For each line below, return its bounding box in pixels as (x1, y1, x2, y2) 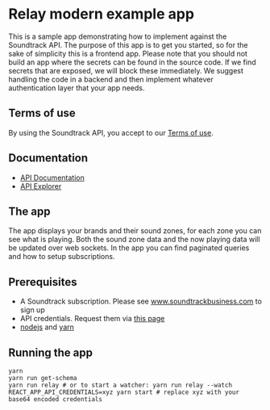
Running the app (8, 345, 93, 359)
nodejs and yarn (19, 322, 74, 332)
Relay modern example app (8, 5, 195, 23)
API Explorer (19, 181, 62, 190)
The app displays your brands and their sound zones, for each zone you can (8, 226, 262, 236)
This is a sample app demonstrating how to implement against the (8, 31, 227, 41)
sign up (19, 305, 46, 315)
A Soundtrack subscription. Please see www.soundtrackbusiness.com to (19, 296, 262, 307)
